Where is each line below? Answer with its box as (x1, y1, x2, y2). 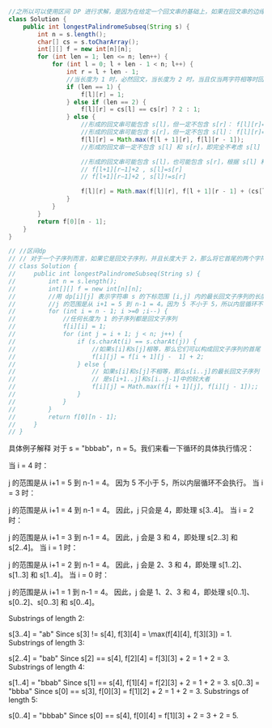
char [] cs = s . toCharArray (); (37, 37, 139, 46)
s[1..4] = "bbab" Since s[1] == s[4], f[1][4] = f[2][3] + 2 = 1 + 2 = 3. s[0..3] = (8, 678, 261, 688)
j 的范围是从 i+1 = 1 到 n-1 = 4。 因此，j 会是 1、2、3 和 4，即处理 (8, 587, 225, 597)
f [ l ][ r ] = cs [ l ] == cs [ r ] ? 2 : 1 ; (80, 105, 201, 113)
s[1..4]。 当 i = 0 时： (39, 570, 110, 580)
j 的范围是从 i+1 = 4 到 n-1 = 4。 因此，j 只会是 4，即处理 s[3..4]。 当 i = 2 (8, 505, 254, 515)
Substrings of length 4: (8, 662, 85, 672)
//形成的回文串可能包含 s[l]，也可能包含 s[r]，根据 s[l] (80, 158, 257, 166)
